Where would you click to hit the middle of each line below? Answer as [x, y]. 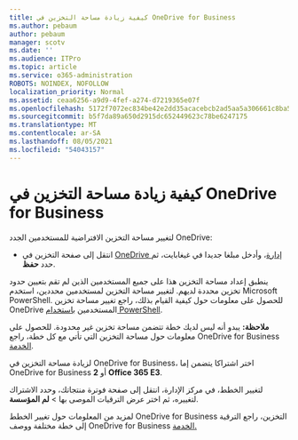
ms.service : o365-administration [71, 76]
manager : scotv [37, 42]
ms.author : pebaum [43, 26]
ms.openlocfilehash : [47, 108]
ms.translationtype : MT [53, 125]
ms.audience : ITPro [45, 59]
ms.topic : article [43, 68]
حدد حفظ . [39, 264]
